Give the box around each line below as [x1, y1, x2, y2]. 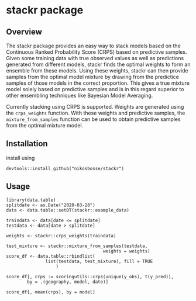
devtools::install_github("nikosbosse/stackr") [6, 165, 125, 171]
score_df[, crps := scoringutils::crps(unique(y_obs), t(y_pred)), [6, 274, 174, 279]
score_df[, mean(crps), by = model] [6, 289, 95, 295]
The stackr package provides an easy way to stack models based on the [6, 42, 181, 49]
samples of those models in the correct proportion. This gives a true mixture [6, 79, 190, 87]
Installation [6, 139, 48, 149]
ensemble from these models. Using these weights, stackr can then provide [6, 67, 188, 74]
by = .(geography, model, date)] [27, 279, 109, 285]
